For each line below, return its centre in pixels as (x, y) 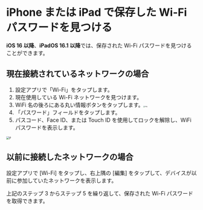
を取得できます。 (27, 201)
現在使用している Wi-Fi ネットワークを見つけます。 (79, 97)
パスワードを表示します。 (47, 127)
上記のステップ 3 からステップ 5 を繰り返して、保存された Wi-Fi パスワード (100, 193)
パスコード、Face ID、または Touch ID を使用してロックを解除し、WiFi (103, 120)
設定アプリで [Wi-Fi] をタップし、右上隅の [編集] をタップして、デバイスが (99, 172)
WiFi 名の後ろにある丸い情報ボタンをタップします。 (79, 105)
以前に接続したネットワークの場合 (70, 157)
